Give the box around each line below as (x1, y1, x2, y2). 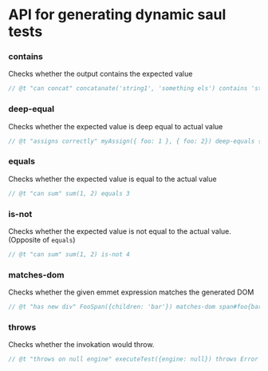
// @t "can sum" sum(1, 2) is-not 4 (8, 251, 130, 259)
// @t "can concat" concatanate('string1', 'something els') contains (8, 85, 248, 93)
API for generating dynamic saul (8, 6, 227, 24)
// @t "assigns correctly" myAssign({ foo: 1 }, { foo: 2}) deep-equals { (8, 137, 262, 145)
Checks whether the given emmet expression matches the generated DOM (8, 287, 254, 297)
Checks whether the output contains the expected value (8, 69, 193, 79)
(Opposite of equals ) (8, 235, 76, 244)
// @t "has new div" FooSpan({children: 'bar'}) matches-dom (8, 303, 216, 311)
